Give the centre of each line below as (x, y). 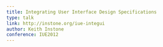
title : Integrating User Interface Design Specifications (81, 12)
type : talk (20, 18)
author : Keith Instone (35, 29)
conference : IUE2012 (33, 35)
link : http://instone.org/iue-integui (56, 23)
